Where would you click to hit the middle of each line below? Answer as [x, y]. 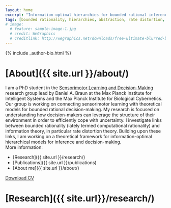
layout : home [19, 10]
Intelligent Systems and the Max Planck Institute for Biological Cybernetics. [84, 98]
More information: [24, 147]
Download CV [20, 178]
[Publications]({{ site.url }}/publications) [54, 162]
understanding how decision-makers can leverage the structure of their [80, 115]
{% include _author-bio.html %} [38, 53]
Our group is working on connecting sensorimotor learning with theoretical [83, 104]
